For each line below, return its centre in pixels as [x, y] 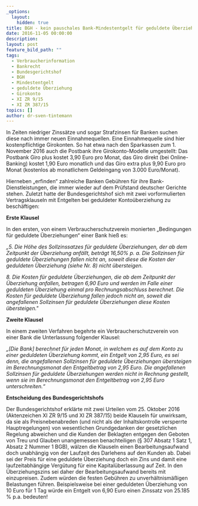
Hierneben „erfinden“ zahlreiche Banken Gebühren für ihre [77, 181]
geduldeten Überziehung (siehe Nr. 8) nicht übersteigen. [75, 266]
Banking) [17, 164]
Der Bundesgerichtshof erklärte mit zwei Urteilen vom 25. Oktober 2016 [93, 409]
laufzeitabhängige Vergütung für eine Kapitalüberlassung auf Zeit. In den [95, 465]
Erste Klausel [23, 218]
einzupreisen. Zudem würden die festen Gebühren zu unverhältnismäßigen [97, 478]
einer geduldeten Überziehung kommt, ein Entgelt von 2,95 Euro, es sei [93, 355]
